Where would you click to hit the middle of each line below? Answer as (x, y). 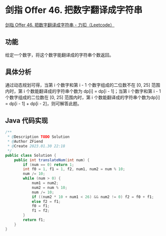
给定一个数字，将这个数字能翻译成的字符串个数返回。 (59, 55)
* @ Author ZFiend (25, 142)
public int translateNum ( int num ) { (52, 160)
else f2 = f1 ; (46, 201)
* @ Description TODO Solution (38, 137)
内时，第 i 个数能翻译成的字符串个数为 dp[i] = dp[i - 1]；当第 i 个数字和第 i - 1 (83, 91)
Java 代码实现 (27, 120)
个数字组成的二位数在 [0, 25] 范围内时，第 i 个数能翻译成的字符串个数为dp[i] (83, 97)
